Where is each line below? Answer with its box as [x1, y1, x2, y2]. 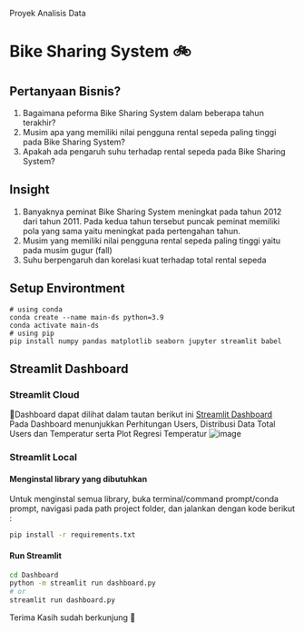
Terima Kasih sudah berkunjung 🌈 [9, 612, 136, 623]
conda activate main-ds [9, 321, 100, 330]
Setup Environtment [9, 281, 125, 296]
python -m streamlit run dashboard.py [9, 578, 156, 588]
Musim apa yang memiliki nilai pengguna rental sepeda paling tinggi [22, 127, 277, 137]
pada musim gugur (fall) [22, 244, 113, 255]
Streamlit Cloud [9, 388, 80, 400]
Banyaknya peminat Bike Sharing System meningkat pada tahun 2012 [22, 206, 282, 217]
